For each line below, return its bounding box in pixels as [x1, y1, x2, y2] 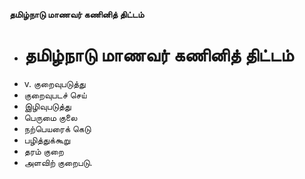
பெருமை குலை [23, 111, 78, 123]
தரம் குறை [23, 145, 64, 157]
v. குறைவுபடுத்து [23, 77, 86, 89]
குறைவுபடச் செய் [23, 89, 87, 101]
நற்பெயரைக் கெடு [23, 122, 92, 134]
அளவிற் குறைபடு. [23, 156, 93, 168]
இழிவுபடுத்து [23, 100, 72, 112]
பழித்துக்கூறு [23, 134, 71, 146]
